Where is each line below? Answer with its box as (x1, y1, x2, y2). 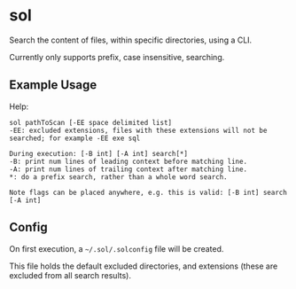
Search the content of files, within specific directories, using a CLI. (9, 35, 253, 45)
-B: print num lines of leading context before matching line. (9, 157, 248, 166)
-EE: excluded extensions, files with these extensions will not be (9, 126, 268, 135)
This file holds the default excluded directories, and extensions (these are (9, 261, 278, 271)
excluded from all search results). (9, 269, 131, 280)
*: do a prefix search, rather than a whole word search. (9, 172, 228, 182)
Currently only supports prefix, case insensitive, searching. (9, 51, 225, 62)
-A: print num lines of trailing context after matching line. (9, 165, 248, 174)
